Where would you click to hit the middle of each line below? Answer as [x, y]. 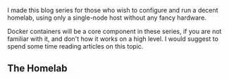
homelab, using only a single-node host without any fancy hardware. [107, 18]
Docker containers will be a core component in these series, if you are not [114, 31]
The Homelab [37, 69]
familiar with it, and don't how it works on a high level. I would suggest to [113, 39]
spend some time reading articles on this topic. [75, 46]
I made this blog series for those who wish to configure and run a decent [113, 10]
